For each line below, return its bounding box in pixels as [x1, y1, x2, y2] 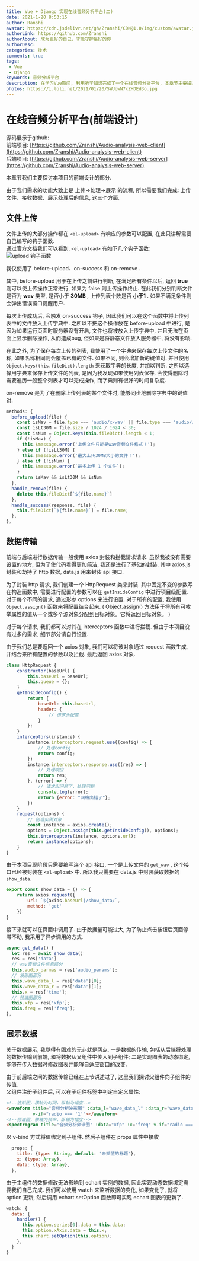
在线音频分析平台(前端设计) [6, 113, 139, 127]
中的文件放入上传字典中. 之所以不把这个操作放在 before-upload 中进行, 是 [11, 320, 191, 327]
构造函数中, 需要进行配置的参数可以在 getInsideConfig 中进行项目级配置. [11, 588, 188, 595]
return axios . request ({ [17, 892, 76, 898]
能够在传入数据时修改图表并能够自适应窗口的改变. [6, 1061, 127, 1068]
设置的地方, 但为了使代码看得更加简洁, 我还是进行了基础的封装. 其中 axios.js [6, 561, 191, 568]
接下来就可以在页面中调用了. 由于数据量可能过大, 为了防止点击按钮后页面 [6, 925, 184, 933]
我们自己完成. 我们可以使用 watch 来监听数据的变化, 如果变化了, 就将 [11, 1186, 178, 1193]
